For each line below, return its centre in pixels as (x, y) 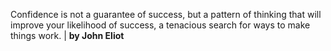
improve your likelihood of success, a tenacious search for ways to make (160, 25)
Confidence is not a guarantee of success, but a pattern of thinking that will (166, 14)
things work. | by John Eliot (67, 35)
